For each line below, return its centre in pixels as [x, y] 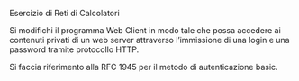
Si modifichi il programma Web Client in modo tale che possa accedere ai [145, 30]
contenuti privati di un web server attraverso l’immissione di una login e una [149, 40]
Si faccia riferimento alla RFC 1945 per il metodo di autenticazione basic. [144, 67]
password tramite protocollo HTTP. [74, 49]
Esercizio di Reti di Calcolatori [64, 13]
